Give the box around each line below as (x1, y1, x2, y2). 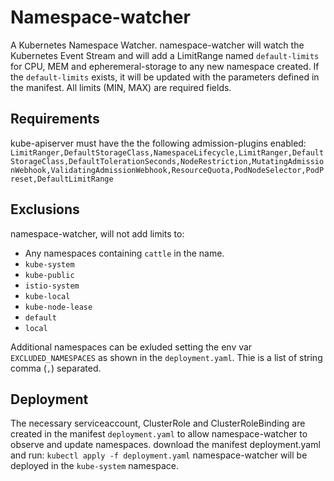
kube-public (24, 270, 75, 280)
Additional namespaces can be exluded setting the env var (10, 341, 253, 353)
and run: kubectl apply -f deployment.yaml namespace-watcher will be (10, 449, 308, 461)
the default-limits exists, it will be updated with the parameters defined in (10, 71, 320, 83)
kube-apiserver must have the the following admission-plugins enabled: (10, 137, 307, 149)
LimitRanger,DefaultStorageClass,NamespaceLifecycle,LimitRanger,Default (10, 147, 325, 158)
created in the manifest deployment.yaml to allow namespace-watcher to (10, 428, 308, 440)
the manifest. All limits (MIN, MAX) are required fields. (10, 81, 232, 93)
